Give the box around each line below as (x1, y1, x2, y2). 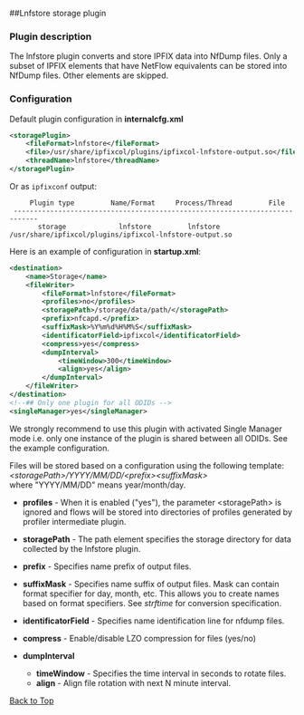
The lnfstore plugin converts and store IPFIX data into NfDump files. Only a (9, 51, 288, 62)
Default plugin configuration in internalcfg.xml (9, 113, 184, 124)
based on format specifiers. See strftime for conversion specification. (22, 597, 282, 608)
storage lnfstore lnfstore (37, 222, 221, 231)
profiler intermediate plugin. (22, 516, 127, 527)
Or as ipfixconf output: (9, 180, 98, 191)
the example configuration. (9, 442, 110, 453)
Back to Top (9, 695, 54, 706)
